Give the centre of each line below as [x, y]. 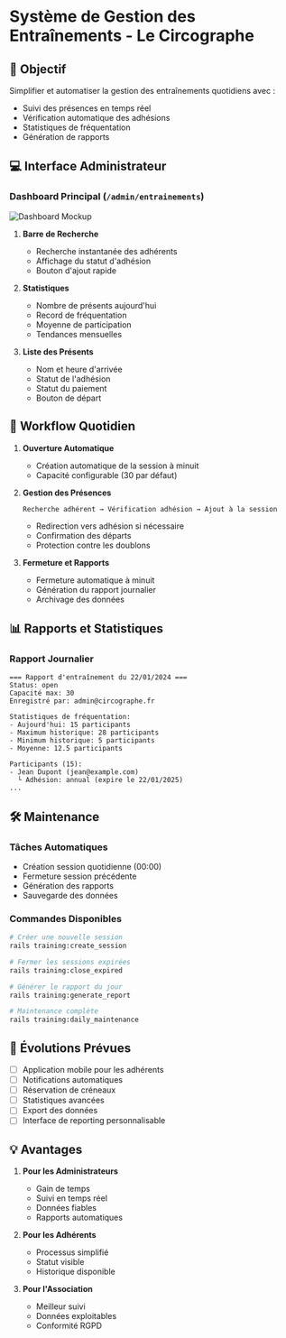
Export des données [60, 1111]
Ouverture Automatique [68, 448]
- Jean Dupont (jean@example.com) [74, 772]
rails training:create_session [68, 946]
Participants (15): [46, 764]
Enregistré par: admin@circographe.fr [82, 701]
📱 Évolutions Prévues [70, 1048]
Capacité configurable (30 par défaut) [106, 475]
